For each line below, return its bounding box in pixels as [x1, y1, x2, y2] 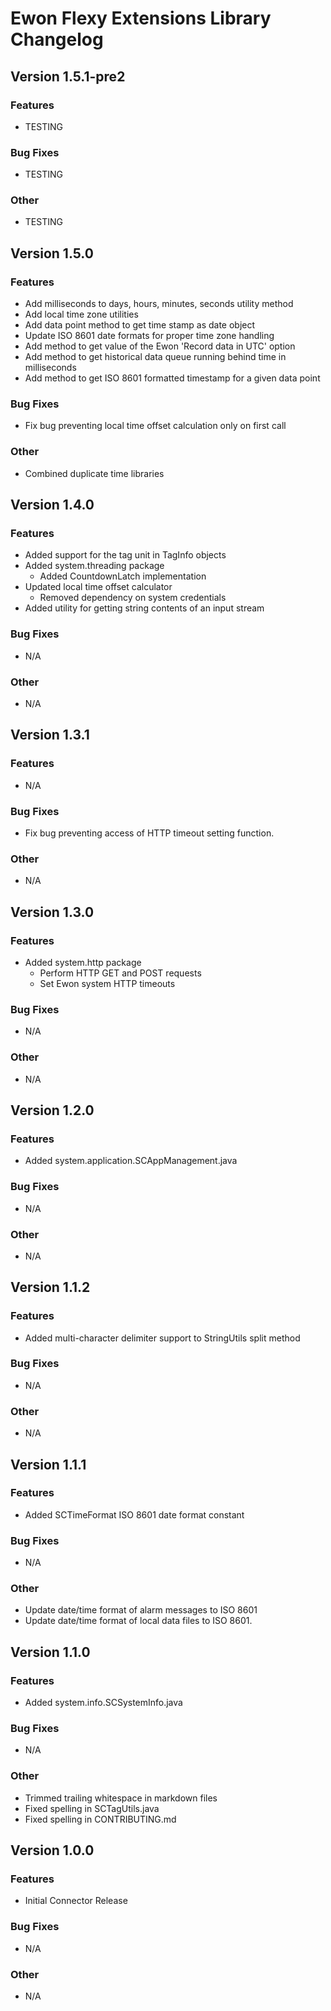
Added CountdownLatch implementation [39, 570, 207, 582]
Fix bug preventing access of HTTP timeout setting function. [24, 827, 275, 839]
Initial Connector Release [24, 1895, 128, 1907]
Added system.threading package [24, 560, 165, 572]
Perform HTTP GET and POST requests [39, 967, 202, 979]
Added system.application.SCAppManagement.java [24, 1155, 238, 1167]
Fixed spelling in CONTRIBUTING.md [24, 1813, 177, 1825]
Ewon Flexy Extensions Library [10, 7, 272, 30]
